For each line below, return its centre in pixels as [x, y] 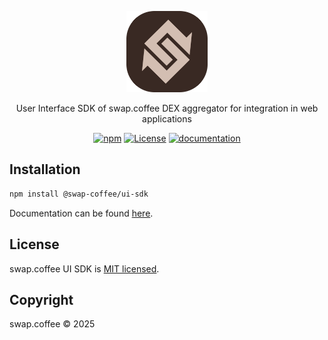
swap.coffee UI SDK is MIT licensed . [84, 268]
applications [167, 119]
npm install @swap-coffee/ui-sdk [79, 194]
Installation [45, 169]
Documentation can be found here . [81, 213]
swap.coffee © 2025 [52, 324]
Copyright [41, 299]
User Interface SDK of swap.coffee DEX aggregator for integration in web [167, 108]
